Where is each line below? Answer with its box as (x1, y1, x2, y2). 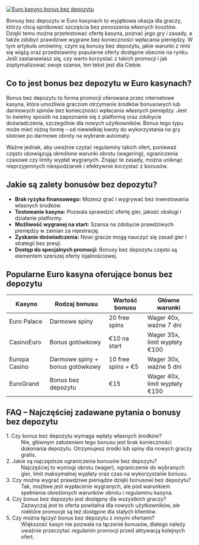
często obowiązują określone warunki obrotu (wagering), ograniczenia (6, 150, 178, 157)
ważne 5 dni (147, 363, 182, 371)
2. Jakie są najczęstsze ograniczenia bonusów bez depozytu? (6, 458, 158, 465)
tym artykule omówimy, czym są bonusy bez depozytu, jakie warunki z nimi (6, 42, 191, 49)
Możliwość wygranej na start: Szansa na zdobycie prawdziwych (14, 220, 174, 228)
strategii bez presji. (14, 239, 62, 246)
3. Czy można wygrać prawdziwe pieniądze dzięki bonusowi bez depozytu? (6, 477, 191, 484)
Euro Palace (9, 318, 43, 326)
